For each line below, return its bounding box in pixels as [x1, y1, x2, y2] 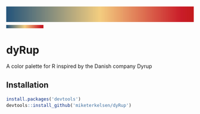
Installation [6, 80, 49, 90]
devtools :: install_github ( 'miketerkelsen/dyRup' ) [6, 103, 132, 109]
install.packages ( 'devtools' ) [6, 96, 82, 102]
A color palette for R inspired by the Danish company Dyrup [6, 63, 152, 70]
